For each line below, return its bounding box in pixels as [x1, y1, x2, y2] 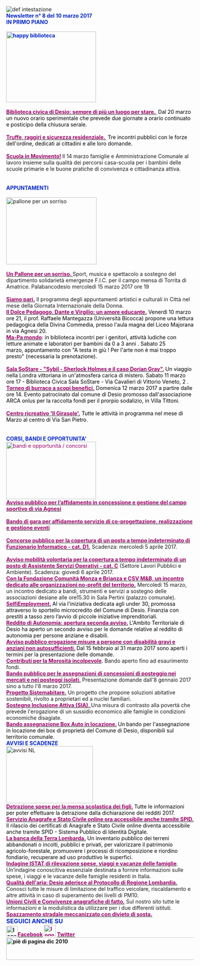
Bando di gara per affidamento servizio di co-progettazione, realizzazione [6, 518, 193, 525]
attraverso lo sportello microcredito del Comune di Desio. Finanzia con [6, 606, 179, 614]
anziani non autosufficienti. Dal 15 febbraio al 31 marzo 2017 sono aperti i [6, 645, 187, 652]
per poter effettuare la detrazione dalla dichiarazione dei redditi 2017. [6, 809, 175, 816]
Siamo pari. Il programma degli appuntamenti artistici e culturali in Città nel [6, 296, 190, 303]
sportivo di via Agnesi [6, 505, 61, 512]
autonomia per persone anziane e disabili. [6, 632, 109, 639]
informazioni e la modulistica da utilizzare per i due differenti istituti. [6, 905, 173, 911]
